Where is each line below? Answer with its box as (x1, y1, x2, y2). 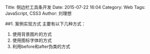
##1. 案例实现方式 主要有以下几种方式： (5, 21, 86, 27)
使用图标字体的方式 (12, 37, 52, 43)
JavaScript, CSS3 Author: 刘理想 (5, 10, 72, 16)
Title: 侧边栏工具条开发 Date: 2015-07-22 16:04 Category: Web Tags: (5, 4, 146, 10)
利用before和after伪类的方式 (12, 44, 71, 49)
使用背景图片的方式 (12, 31, 52, 37)
